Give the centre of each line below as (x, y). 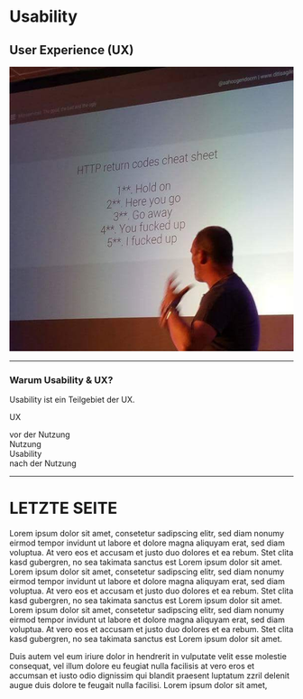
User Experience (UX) (72, 50)
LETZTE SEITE (64, 508)
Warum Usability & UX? (61, 379)
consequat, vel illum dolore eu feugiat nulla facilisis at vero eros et (132, 666)
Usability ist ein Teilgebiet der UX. (72, 400)
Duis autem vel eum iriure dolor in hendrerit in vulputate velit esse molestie (148, 657)
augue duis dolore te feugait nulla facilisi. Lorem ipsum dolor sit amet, (138, 685)
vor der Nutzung (40, 434)
